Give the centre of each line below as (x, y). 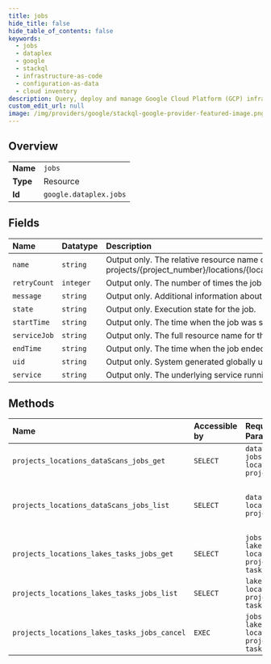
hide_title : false (39, 23)
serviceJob (33, 335)
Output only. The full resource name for (181, 335)
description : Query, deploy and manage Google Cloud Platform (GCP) (126, 99)
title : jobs (28, 16)
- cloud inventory (47, 91)
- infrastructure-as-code (59, 76)
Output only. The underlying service (174, 374)
